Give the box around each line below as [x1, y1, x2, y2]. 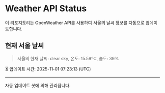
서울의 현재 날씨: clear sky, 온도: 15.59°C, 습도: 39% [17, 55, 119, 61]
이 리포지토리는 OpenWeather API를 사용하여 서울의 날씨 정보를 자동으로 [5, 20, 145, 25]
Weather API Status [5, 3, 87, 14]
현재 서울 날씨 [5, 42, 44, 50]
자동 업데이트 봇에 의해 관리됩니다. [5, 82, 71, 88]
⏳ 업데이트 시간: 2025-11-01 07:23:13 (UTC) [5, 66, 91, 71]
